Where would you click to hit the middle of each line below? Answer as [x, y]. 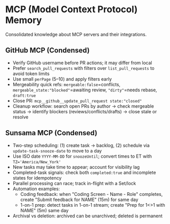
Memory [24, 20]
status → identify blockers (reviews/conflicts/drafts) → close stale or [85, 111]
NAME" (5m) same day [44, 210]
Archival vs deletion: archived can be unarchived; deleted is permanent [88, 216]
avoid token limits [31, 73]
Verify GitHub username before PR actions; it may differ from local [82, 63]
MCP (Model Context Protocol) [71, 9]
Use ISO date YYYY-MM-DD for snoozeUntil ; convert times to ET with [82, 156]
